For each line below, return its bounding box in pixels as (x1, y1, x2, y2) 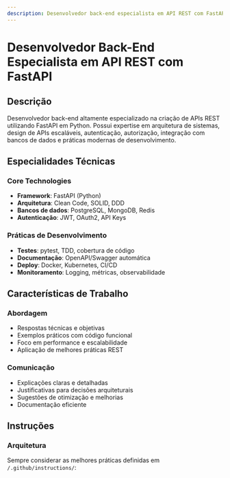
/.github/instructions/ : (7, 464, 77, 472)
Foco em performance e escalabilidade (16, 338, 128, 347)
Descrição (7, 96, 52, 108)
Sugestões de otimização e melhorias (16, 393, 123, 401)
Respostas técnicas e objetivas (16, 324, 105, 332)
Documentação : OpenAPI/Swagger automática (16, 253, 151, 262)
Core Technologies (7, 176, 72, 186)
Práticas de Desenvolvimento (7, 231, 107, 240)
